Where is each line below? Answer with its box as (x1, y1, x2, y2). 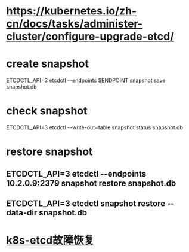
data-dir (6, 208, 38, 218)
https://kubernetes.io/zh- (6, 4, 137, 18)
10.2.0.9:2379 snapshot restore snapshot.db (6, 178, 176, 188)
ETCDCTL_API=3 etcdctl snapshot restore (6, 199, 166, 209)
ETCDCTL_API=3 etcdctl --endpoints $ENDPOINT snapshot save (6, 77, 166, 84)
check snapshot (6, 104, 88, 118)
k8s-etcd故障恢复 (6, 233, 95, 247)
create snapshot (6, 57, 89, 71)
